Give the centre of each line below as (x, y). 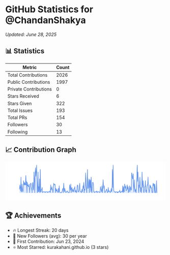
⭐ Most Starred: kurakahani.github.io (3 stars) (61, 247)
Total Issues (20, 110)
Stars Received (23, 96)
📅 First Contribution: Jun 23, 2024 (48, 242)
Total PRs (17, 118)
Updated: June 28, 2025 (31, 34)
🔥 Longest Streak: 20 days (40, 230)
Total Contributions (27, 75)
